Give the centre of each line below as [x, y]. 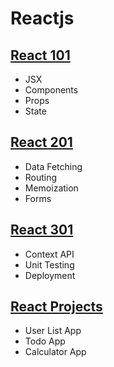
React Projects [56, 307]
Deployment [50, 275]
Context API [49, 254]
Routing [41, 177]
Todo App [45, 341]
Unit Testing [49, 264]
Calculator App [55, 352]
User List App [53, 331]
